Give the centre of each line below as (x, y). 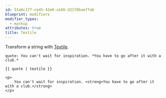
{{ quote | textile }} (29, 69)
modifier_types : (22, 19)
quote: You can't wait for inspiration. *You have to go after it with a (83, 56)
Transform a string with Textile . (37, 47)
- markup (19, 24)
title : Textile (21, 33)
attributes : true (23, 28)
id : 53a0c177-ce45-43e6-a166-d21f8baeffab (50, 10)
